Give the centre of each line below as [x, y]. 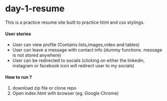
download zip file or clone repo [44, 88]
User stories [18, 34]
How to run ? [19, 77]
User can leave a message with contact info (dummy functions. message [87, 50]
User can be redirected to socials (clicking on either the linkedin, [79, 60]
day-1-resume [35, 9]
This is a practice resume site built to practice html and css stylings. [75, 22]
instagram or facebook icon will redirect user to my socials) [73, 66]
